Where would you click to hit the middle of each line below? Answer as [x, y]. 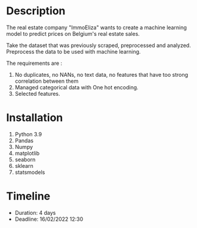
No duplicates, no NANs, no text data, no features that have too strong [101, 74]
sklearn [24, 165]
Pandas [24, 140]
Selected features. [38, 93]
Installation [35, 118]
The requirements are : [34, 63]
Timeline [28, 196]
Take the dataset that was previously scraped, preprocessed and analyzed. [98, 45]
